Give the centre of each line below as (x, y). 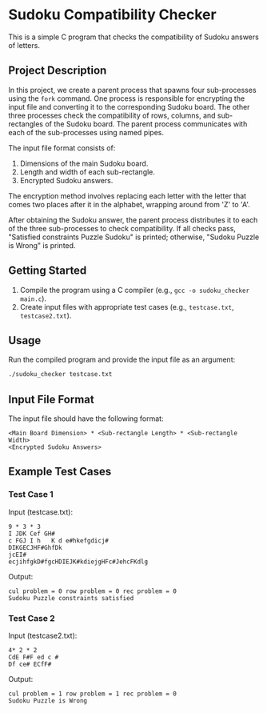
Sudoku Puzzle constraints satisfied (71, 598)
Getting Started (48, 271)
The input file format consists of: (62, 148)
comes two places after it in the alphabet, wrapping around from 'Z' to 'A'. (129, 204)
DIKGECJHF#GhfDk (35, 547)
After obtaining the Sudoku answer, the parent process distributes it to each (133, 220)
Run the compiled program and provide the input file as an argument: (122, 360)
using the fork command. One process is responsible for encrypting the (127, 98)
